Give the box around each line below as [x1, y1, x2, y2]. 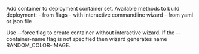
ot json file [6, 18, 32, 24]
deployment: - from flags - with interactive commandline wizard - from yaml [6, 11, 193, 18]
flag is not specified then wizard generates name [47, 36, 167, 42]
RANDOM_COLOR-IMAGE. [6, 42, 71, 49]
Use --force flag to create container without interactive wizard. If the [6, 29, 175, 36]
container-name [6, 36, 46, 42]
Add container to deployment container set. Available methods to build [6, 5, 180, 12]
